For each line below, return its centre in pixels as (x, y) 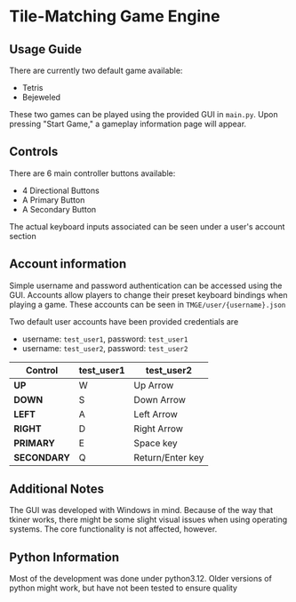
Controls (34, 152)
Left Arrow (156, 413)
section (23, 236)
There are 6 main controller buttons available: (92, 173)
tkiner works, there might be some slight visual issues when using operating (148, 520)
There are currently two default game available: (96, 70)
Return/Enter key (169, 457)
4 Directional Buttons (60, 190)
